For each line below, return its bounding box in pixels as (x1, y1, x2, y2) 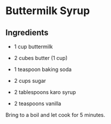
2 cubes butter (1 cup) (14, 55, 68, 61)
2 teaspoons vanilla (14, 100, 62, 107)
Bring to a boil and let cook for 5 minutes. (5, 112, 105, 118)
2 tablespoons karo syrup (14, 89, 76, 95)
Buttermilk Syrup (5, 4, 90, 18)
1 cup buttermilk (14, 43, 53, 50)
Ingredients (5, 28, 49, 38)
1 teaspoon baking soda (14, 66, 72, 73)
